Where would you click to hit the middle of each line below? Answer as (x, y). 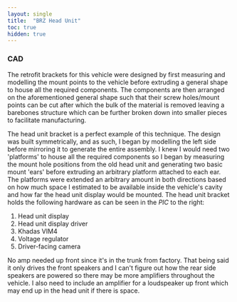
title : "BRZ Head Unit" (44, 21)
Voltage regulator (43, 238)
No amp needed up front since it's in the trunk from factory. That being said (118, 260)
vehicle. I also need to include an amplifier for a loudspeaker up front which (118, 283)
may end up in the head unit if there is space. (74, 291)
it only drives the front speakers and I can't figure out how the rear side (112, 268)
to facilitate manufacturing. (47, 120)
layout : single (30, 14)
